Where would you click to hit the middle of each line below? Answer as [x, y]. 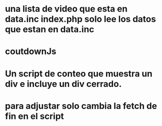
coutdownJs [31, 51]
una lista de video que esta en [66, 9]
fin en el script [34, 116]
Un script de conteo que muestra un [79, 74]
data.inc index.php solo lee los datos [81, 19]
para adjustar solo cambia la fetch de [81, 106]
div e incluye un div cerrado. [64, 84]
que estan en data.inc [50, 29]
